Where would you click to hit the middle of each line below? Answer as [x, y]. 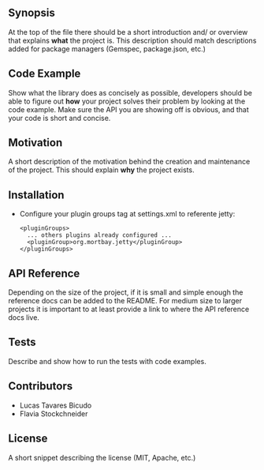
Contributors [41, 386]
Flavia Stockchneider [54, 413]
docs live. [24, 318]
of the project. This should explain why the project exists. [101, 170]
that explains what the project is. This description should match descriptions [132, 40]
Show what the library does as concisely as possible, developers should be [130, 92]
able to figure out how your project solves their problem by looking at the [127, 101]
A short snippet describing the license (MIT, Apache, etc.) [102, 457]
